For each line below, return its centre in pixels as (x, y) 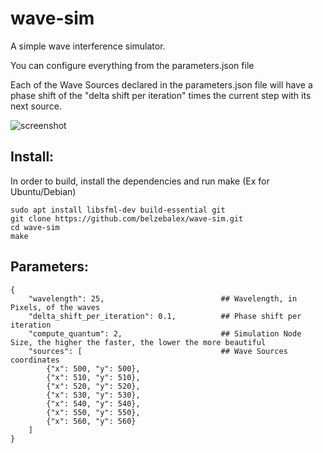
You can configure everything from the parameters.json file (132, 65)
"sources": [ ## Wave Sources (158, 351)
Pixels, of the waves (55, 307)
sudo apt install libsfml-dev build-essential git (118, 210)
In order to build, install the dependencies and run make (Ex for (140, 181)
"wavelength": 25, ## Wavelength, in (163, 298)
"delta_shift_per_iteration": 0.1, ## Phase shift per (165, 316)
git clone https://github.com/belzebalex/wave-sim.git (127, 218)
